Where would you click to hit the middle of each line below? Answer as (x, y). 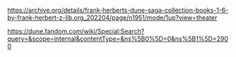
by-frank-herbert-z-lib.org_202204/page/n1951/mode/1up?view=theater (112, 18)
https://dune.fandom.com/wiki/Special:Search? (76, 31)
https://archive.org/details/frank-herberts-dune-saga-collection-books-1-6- (118, 10)
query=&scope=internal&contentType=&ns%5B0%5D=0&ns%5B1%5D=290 (118, 39)
